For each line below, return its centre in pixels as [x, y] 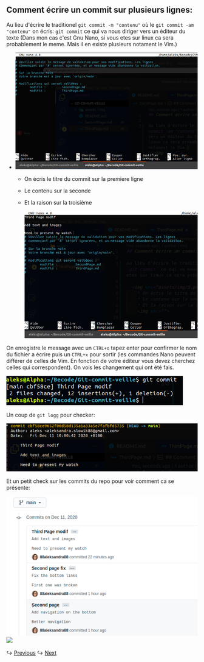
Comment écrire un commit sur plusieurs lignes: [100, 10]
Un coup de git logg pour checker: [51, 415]
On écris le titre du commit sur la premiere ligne [84, 179]
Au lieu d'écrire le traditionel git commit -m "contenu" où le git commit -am [100, 24]
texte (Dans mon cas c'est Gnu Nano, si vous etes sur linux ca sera [90, 37]
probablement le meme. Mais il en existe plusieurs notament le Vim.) [92, 44]
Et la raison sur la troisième [58, 203]
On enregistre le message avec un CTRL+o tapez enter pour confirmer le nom [102, 348]
